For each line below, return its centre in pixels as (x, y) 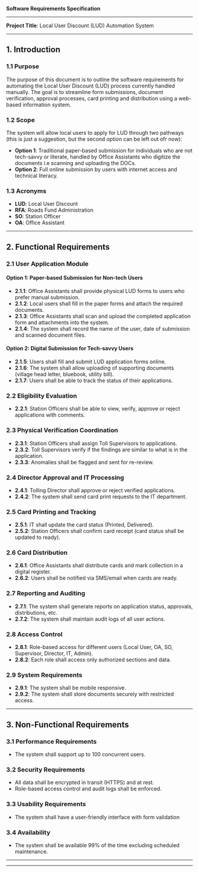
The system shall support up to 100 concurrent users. (80, 754)
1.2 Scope (21, 120)
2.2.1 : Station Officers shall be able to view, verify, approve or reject (97, 409)
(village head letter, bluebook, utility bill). (64, 374)
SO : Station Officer (38, 217)
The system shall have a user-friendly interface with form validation (97, 817)
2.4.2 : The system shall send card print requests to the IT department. (101, 496)
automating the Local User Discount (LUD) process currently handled (91, 86)
